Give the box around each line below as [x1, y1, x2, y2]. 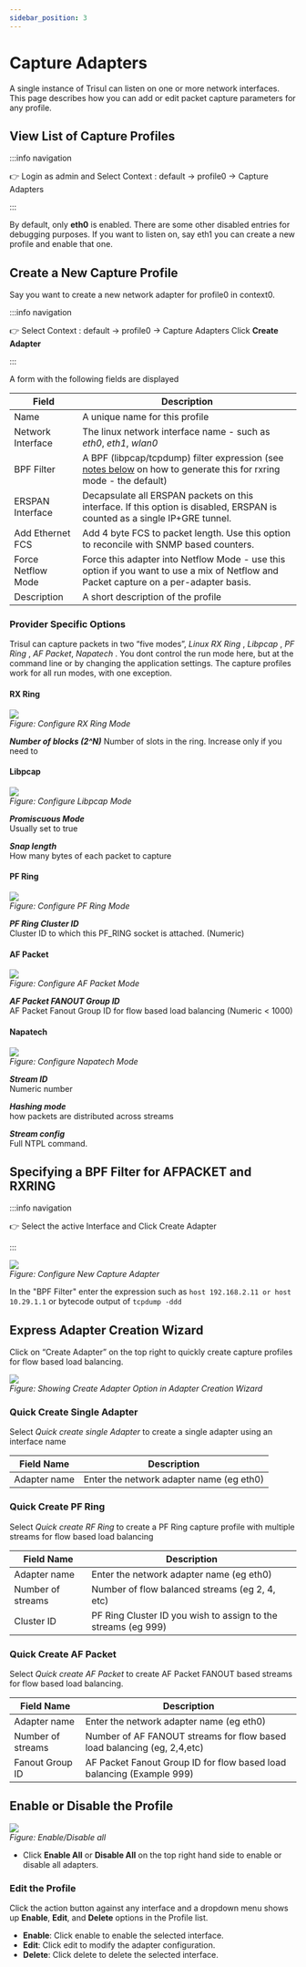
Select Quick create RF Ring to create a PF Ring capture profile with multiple [9, 1521, 295, 1532]
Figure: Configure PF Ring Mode [9, 901, 130, 911]
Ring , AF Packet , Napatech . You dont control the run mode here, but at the [9, 648, 294, 659]
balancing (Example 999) [85, 1767, 194, 1780]
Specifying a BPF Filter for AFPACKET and [9, 1164, 252, 1179]
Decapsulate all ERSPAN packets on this [81, 489, 253, 502]
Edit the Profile [9, 1881, 76, 1894]
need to [9, 745, 38, 757]
